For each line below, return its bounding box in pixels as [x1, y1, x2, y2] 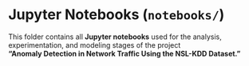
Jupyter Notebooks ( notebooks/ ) [8, 6, 225, 24]
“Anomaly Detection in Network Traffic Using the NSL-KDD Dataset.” [8, 49, 241, 58]
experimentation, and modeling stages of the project [8, 40, 181, 49]
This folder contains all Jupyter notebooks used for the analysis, [8, 32, 222, 41]
